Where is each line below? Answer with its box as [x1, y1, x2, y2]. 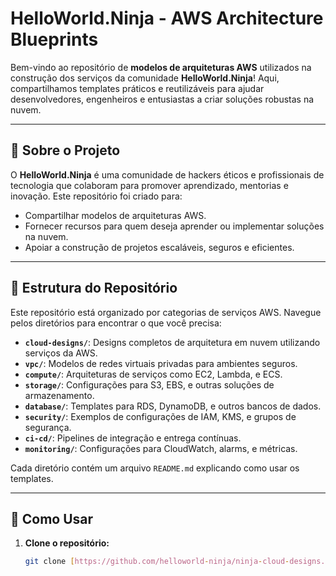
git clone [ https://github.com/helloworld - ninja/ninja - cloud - [24, 557, 290, 567]
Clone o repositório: [24, 537, 110, 549]
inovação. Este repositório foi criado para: [10, 190, 183, 202]
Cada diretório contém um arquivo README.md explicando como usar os [10, 462, 300, 474]
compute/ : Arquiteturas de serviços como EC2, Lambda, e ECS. [24, 368, 283, 380]
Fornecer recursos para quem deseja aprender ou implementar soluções [24, 220, 325, 232]
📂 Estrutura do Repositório [10, 280, 178, 297]
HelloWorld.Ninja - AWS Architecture [10, 7, 324, 30]
